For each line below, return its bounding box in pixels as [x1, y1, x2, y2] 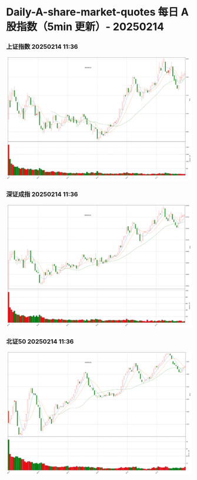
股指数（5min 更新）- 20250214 [6, 20, 165, 34]
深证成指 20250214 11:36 [6, 190, 78, 198]
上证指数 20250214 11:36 [6, 42, 78, 51]
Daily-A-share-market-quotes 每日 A [6, 5, 189, 19]
